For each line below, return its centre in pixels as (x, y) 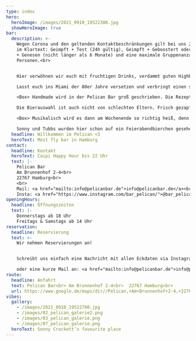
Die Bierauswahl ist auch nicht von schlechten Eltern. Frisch (95, 108)
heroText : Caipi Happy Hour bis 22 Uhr (60, 156)
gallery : (22, 302)
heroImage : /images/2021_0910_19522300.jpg (65, 22)
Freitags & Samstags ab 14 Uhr (55, 221)
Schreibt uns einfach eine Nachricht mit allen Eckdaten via (92, 259)
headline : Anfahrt (34, 280)
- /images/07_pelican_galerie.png (58, 323)
